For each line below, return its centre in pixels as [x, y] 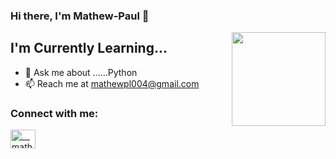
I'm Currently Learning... [89, 48]
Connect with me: [54, 113]
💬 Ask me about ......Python [81, 72]
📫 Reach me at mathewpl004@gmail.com [112, 83]
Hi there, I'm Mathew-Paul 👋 [80, 16]
